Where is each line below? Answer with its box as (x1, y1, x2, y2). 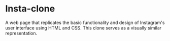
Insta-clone (5, 3, 55, 14)
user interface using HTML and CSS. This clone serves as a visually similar (5, 24, 162, 30)
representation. (5, 30, 37, 36)
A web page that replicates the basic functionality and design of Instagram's (5, 19, 165, 25)
